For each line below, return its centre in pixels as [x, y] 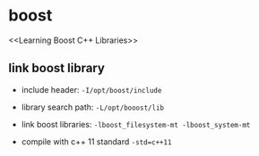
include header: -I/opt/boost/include [91, 89]
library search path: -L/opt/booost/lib [93, 107]
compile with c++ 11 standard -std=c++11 [96, 141]
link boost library [56, 68]
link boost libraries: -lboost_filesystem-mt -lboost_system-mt [136, 124]
